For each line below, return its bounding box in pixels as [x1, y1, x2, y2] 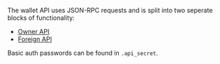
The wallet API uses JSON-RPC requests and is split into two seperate [7, 6, 214, 14]
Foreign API [17, 35, 52, 43]
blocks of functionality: [7, 14, 75, 22]
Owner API [17, 28, 50, 36]
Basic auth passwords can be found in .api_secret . [7, 49, 159, 57]
